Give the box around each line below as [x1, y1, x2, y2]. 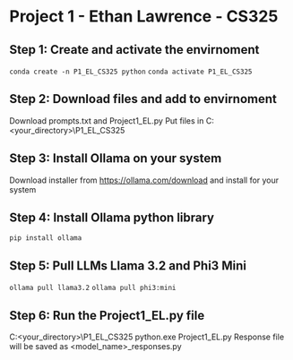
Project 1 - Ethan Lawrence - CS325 [9, 6, 279, 27]
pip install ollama [9, 234, 82, 243]
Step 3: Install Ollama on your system [9, 150, 222, 167]
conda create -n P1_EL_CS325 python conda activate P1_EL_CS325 [9, 67, 253, 76]
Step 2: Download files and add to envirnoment [9, 91, 278, 107]
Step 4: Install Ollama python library [9, 210, 215, 226]
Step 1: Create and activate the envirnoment [9, 42, 260, 57]
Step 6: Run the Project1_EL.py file [9, 307, 205, 323]
